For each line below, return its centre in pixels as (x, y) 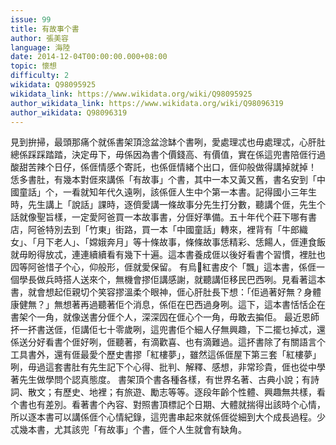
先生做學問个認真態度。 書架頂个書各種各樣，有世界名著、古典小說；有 (164, 380)
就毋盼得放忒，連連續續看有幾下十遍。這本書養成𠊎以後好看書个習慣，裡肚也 (168, 255)
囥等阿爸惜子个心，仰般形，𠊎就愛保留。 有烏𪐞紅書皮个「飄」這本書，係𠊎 (163, 267)
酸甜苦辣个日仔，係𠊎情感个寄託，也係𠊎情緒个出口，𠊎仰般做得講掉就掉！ (163, 167)
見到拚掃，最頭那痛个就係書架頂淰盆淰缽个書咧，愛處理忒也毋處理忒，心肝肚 (168, 142)
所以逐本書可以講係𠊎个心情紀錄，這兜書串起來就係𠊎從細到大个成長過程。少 (168, 417)
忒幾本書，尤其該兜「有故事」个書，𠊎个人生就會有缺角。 (128, 430)
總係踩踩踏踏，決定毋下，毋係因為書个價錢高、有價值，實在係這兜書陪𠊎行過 (168, 155)
